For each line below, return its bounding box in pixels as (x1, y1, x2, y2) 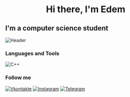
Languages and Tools (5, 50, 60, 57)
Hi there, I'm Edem (45, 4, 126, 15)
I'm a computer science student (5, 24, 109, 33)
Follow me (5, 74, 32, 81)
